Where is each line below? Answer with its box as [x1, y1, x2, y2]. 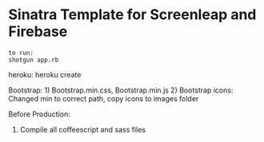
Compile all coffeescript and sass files [19, 124, 146, 134]
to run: [8, 49, 34, 57]
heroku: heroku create [8, 69, 82, 79]
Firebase [8, 22, 68, 41]
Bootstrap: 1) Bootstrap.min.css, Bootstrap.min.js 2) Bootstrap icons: [8, 85, 234, 95]
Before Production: [8, 109, 70, 119]
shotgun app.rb [8, 56, 59, 64]
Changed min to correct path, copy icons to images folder [8, 93, 199, 103]
